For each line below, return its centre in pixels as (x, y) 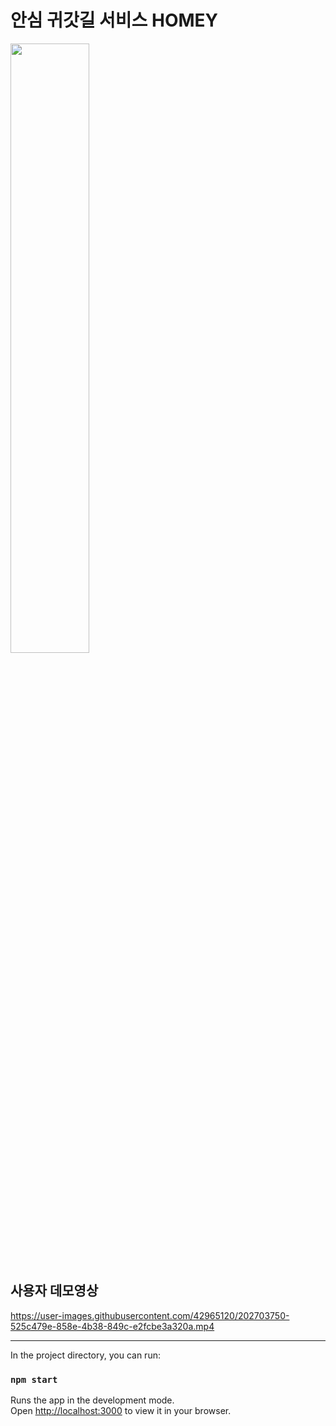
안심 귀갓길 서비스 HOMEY (114, 20)
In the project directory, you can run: (85, 1355)
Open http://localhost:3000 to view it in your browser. (121, 1411)
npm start (34, 1379)
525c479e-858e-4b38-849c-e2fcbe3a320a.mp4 (112, 1326)
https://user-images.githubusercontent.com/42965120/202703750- (150, 1315)
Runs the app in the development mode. (92, 1400)
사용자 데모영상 (54, 1291)
